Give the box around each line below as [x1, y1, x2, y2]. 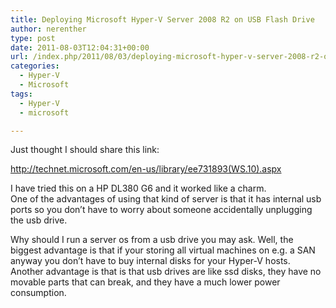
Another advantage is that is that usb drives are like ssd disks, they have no [10, 266, 322, 278]
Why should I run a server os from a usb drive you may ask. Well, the [10, 234, 294, 246]
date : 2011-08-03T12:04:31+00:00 [10, 42, 150, 53]
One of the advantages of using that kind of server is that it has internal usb [10, 193, 322, 205]
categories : [10, 61, 60, 71]
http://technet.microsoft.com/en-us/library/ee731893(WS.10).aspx [10, 163, 282, 175]
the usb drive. [10, 214, 68, 226]
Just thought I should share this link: [10, 144, 160, 156]
